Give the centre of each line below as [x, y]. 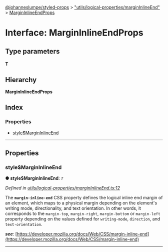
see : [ [11, 234]
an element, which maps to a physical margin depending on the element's [81, 203]
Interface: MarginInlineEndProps [74, 33]
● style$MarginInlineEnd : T [34, 178]
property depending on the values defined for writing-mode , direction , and [83, 219]
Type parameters [32, 51]
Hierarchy [21, 80]
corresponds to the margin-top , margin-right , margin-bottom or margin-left [83, 214]
